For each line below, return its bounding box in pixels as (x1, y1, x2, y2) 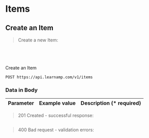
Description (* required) (80, 100, 141, 107)
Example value (39, 100, 76, 107)
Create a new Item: (17, 37, 59, 43)
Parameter (8, 100, 34, 107)
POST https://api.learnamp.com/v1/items (5, 75, 94, 80)
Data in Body (5, 86, 38, 94)
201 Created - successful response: (17, 112, 94, 119)
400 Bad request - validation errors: (17, 127, 94, 133)
